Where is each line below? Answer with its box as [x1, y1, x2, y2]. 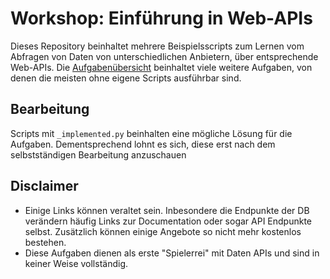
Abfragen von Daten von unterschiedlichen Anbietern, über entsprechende [10, 50, 319, 62]
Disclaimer [10, 178, 79, 195]
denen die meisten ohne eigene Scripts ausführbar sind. [10, 72, 242, 84]
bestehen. [24, 236, 67, 248]
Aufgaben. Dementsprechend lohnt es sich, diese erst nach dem [10, 138, 276, 150]
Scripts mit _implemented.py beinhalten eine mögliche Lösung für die [10, 127, 293, 139]
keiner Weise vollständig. [24, 257, 129, 269]
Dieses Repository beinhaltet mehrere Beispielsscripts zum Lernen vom [10, 40, 305, 52]
